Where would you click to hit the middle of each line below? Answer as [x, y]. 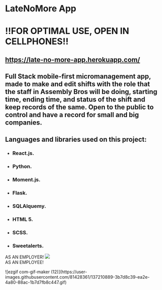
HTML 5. [23, 220]
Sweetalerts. [28, 246]
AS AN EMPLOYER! [25, 257]
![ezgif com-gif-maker [28, 272]
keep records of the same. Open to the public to [80, 107]
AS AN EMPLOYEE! [24, 262]
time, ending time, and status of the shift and [75, 100]
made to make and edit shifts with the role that [78, 84]
